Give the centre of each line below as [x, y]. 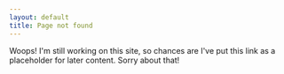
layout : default [39, 17]
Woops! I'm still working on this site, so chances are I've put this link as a [142, 50]
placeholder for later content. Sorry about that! [95, 60]
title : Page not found [51, 26]
